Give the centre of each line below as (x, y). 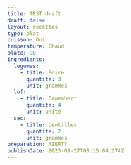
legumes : (26, 66)
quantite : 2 (43, 131)
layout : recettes (33, 27)
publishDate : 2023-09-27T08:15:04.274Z (66, 151)
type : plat (23, 33)
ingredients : (26, 60)
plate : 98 (22, 53)
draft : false (26, 20)
